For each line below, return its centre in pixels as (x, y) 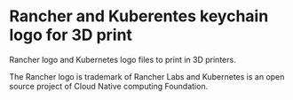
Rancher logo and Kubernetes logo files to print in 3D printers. (123, 59)
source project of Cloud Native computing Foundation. (109, 86)
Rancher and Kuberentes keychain (139, 16)
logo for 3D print (71, 35)
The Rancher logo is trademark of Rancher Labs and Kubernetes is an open (147, 76)
